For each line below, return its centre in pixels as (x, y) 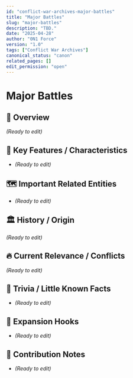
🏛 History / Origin (40, 220)
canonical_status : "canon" (39, 56)
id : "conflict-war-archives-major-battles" (61, 12)
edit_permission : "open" (37, 66)
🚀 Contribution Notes (46, 354)
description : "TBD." (32, 28)
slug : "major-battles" (34, 22)
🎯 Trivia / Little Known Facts (59, 289)
